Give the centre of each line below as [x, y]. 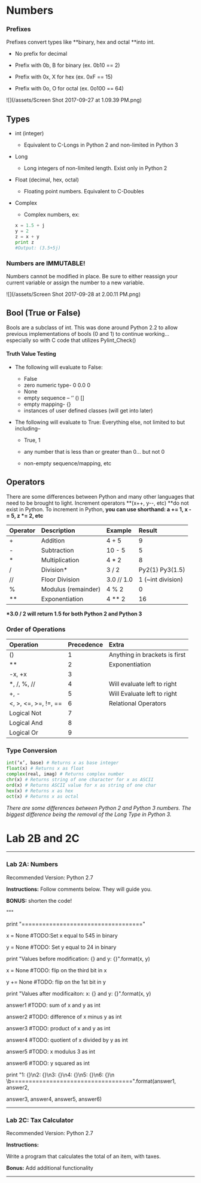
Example [119, 530]
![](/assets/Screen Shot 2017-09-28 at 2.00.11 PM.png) [74, 294]
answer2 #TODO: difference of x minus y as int [64, 1017]
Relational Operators [137, 703]
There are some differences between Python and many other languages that [100, 496]
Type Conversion [32, 751]
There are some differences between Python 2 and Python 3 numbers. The [99, 808]
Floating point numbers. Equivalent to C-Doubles [84, 192]
